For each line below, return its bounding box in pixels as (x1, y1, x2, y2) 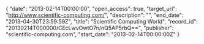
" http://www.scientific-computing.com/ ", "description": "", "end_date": (6, 11, 184, 19)
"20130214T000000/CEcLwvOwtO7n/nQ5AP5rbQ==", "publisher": (6, 24, 174, 31)
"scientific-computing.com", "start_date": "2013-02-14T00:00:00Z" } (6, 31, 180, 38)
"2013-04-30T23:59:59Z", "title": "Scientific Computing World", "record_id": (6, 18, 198, 25)
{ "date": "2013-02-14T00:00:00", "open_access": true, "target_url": (6, 5, 177, 12)
